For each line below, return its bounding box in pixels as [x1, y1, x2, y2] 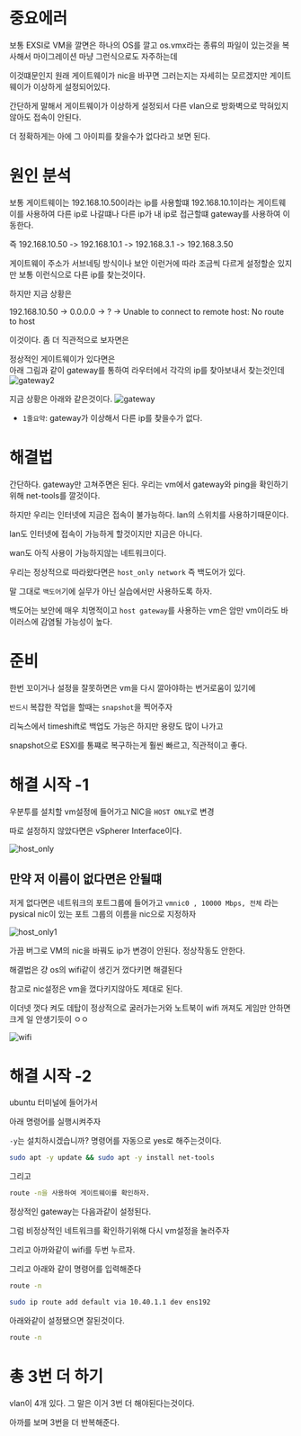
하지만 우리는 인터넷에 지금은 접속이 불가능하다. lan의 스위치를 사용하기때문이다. [9, 509, 289, 520]
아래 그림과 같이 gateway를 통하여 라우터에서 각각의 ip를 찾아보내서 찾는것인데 [9, 364, 285, 375]
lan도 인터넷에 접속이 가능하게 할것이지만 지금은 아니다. [9, 528, 203, 539]
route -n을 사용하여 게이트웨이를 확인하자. [9, 1189, 151, 1198]
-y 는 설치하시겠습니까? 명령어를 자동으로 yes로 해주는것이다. [9, 1135, 222, 1146]
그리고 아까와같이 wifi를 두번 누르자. [9, 1244, 136, 1255]
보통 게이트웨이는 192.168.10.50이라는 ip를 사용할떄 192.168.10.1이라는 [9, 197, 255, 208]
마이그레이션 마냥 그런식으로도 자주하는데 [32, 50, 178, 61]
